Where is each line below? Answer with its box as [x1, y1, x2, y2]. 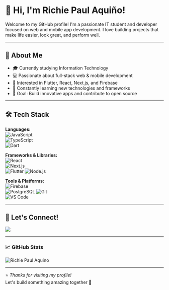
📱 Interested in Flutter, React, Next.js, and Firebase [12, 80, 118, 86]
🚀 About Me [5, 51, 43, 60]
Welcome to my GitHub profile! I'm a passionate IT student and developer [5, 21, 157, 27]
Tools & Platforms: [5, 178, 44, 184]
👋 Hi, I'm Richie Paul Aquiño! [5, 5, 126, 16]
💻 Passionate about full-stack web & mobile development [12, 72, 133, 79]
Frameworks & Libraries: [5, 152, 58, 158]
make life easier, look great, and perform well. [5, 32, 100, 38]
